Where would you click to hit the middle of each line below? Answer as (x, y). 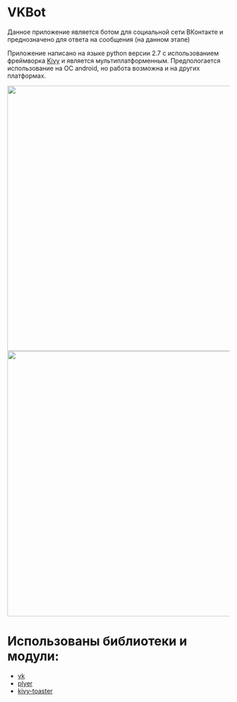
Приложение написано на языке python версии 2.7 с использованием (113, 53)
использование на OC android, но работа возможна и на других (104, 68)
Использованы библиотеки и (97, 641)
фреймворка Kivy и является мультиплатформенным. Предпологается (114, 60)
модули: (33, 656)
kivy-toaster (35, 691)
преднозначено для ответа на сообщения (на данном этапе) (99, 39)
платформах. (27, 76)
